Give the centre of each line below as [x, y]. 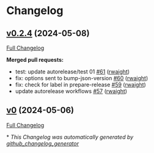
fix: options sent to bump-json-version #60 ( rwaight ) [82, 78]
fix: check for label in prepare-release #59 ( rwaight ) [81, 84]
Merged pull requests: [35, 60]
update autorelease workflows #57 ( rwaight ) [71, 91]
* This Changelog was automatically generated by [70, 137]
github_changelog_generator [43, 143]
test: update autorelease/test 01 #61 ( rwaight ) [72, 72]
